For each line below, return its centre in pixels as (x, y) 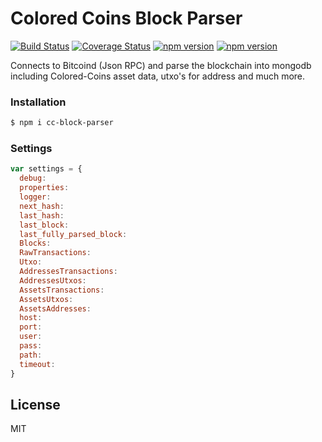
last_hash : (42, 215)
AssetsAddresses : (55, 308)
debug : (33, 178)
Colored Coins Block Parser (126, 18)
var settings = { (46, 169)
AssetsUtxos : (46, 299)
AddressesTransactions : (68, 272)
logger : (35, 197)
